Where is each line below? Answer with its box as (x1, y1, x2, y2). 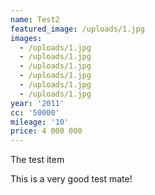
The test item (10, 154, 65, 166)
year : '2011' (10, 98, 65, 108)
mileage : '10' (10, 117, 70, 127)
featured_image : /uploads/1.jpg (10, 24, 145, 34)
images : (10, 33, 43, 43)
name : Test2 (10, 14, 60, 25)
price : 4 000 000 (10, 126, 83, 136)
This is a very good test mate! (10, 173, 133, 185)
